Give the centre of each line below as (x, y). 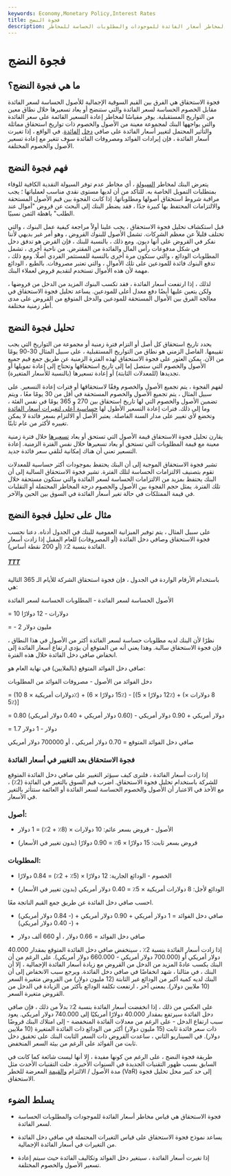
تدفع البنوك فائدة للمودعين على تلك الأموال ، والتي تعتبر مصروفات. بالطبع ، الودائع (112, 263)
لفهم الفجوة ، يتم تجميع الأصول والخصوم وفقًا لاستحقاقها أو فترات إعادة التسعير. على (115, 386)
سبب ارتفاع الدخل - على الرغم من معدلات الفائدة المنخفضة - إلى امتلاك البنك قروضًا (115, 1021)
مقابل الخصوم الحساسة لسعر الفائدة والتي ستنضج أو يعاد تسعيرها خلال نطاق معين (112, 109)
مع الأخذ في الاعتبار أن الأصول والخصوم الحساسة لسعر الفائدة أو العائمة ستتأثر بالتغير (116, 790)
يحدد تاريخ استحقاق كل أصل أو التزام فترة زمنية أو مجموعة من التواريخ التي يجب (110, 344)
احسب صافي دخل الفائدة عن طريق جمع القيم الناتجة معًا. (81, 902)
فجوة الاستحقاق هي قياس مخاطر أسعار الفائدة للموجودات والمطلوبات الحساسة (119, 1117)
